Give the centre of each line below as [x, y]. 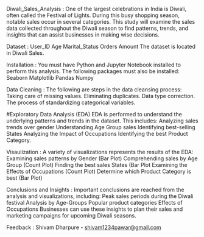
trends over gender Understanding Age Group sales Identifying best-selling [101, 127]
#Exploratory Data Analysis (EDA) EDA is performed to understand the [94, 114]
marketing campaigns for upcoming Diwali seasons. [71, 215]
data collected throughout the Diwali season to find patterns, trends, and [97, 28]
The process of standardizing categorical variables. [71, 102]
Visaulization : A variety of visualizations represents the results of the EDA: [100, 152]
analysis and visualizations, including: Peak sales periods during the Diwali [100, 196]
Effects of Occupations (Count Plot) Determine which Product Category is [99, 171]
